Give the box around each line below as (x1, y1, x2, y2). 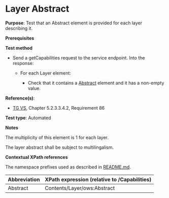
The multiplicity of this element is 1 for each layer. (5, 134, 109, 140)
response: (12, 60, 34, 66)
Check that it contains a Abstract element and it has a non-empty (27, 80, 164, 86)
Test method (5, 45, 33, 51)
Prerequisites (5, 35, 35, 41)
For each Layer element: (20, 70, 71, 76)
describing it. (5, 25, 33, 31)
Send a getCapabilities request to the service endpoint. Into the (12, 54, 145, 61)
